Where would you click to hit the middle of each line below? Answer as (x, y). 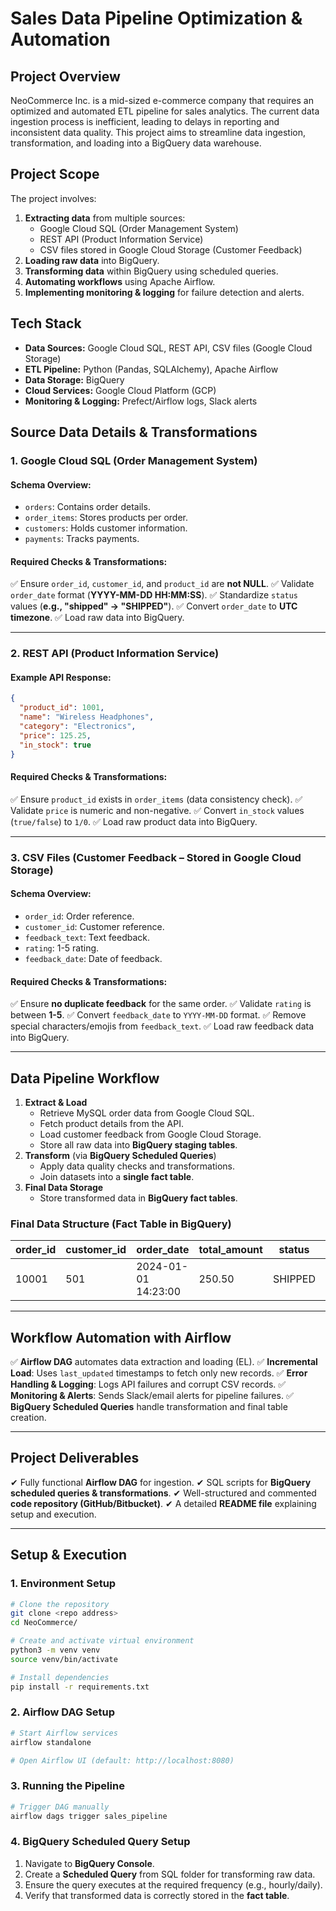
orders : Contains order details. (87, 507)
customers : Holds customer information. (106, 528)
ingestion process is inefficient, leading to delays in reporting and (145, 121)
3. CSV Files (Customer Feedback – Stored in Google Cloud (156, 857)
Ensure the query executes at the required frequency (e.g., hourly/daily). (173, 1884)
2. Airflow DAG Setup (63, 1712)
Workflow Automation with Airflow (121, 1337)
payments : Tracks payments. (82, 539)
